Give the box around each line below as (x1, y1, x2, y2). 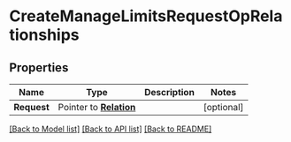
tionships (9, 25, 80, 45)
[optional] (203, 101, 244, 113)
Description (144, 86, 195, 98)
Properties (9, 60, 69, 75)
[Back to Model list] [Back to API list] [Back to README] (9, 123, 212, 134)
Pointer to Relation (57, 101, 136, 113)
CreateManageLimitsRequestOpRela (9, 6, 283, 26)
